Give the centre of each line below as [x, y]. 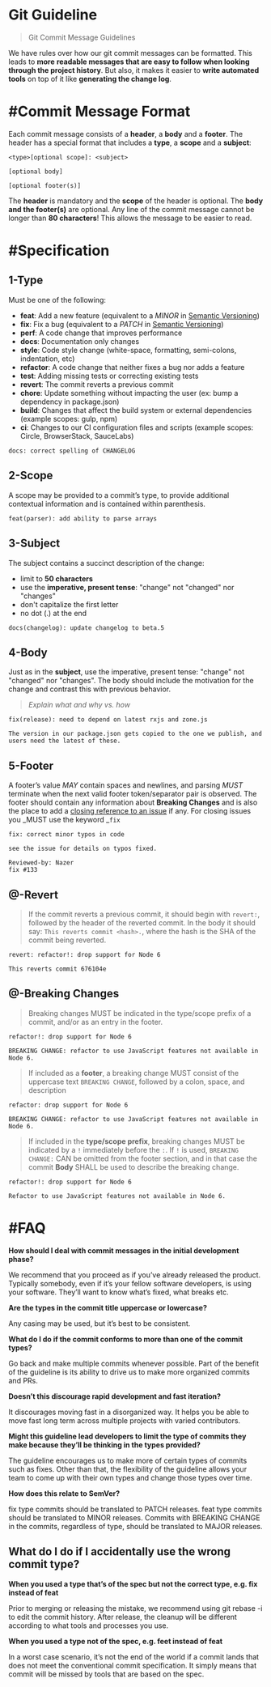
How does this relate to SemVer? [64, 1493]
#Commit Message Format [100, 112]
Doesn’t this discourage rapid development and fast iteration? [114, 1396]
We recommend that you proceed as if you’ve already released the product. [135, 1275]
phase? [21, 1259]
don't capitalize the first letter [69, 604]
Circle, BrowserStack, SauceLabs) [77, 436]
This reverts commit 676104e [57, 969]
